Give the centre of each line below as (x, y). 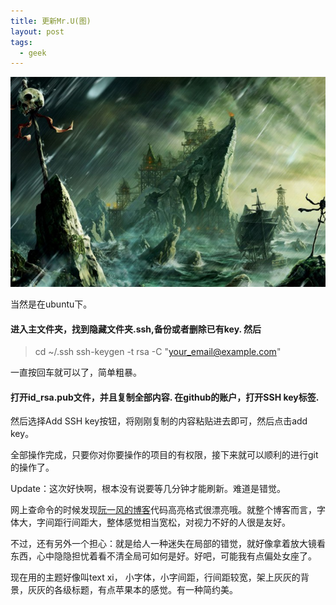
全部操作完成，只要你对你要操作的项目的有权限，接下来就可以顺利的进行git (164, 455)
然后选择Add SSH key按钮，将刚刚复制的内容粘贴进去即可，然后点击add (159, 421)
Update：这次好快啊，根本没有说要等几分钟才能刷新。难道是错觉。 (148, 489)
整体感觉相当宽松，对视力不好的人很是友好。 (198, 522)
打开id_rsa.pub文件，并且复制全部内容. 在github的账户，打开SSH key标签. (165, 397)
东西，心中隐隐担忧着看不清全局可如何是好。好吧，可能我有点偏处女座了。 (163, 556)
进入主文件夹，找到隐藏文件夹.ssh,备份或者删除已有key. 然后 (136, 329)
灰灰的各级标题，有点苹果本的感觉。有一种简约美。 (132, 590)
